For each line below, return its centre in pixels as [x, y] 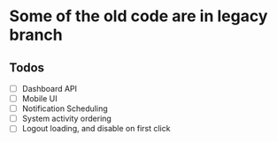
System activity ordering [67, 119]
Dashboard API [50, 89]
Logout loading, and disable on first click [96, 129]
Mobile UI [39, 99]
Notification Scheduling [65, 108]
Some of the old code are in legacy [138, 16]
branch [36, 35]
